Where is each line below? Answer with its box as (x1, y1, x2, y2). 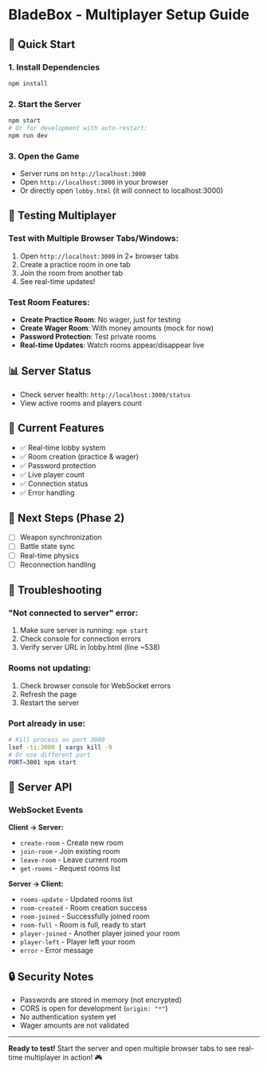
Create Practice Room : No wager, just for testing (19, 315, 181, 324)
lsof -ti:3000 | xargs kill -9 (8, 743, 112, 751)
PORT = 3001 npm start (8, 758, 77, 766)
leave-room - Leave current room (19, 855, 128, 865)
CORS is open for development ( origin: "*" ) (19, 1003, 168, 1013)
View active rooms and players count (19, 398, 142, 407)
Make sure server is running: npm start (19, 626, 149, 635)
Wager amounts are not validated (19, 1020, 129, 1030)
